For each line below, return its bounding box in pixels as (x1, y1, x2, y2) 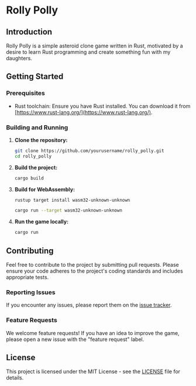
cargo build (14, 175, 44, 181)
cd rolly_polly (14, 153, 52, 159)
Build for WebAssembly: (14, 185, 75, 193)
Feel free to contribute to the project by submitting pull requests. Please (6, 261, 180, 268)
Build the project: (14, 164, 57, 171)
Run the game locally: (14, 218, 69, 225)
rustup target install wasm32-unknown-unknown (14, 197, 130, 203)
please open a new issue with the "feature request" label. (6, 336, 145, 343)
